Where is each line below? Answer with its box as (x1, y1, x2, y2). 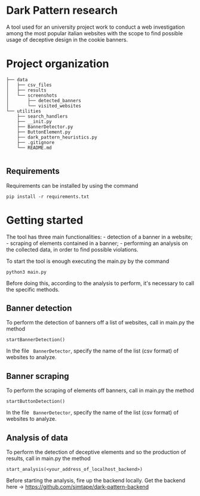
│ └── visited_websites (6, 103, 82, 109)
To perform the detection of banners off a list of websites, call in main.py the (6, 319, 195, 326)
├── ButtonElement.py (17, 129, 70, 135)
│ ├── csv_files (6, 82, 52, 88)
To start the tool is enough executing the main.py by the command (6, 258, 170, 265)
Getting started (6, 213, 84, 227)
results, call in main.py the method (6, 455, 91, 462)
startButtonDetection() (6, 399, 66, 405)
